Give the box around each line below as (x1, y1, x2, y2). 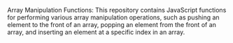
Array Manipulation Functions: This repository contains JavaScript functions (7, 6, 227, 14)
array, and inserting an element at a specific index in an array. (7, 28, 185, 36)
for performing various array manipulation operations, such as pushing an (7, 13, 220, 21)
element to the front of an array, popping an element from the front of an (7, 21, 217, 28)
